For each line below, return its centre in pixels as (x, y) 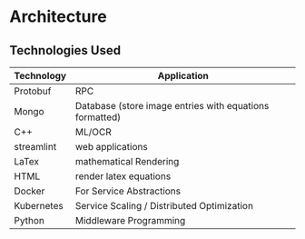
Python (30, 220)
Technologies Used (65, 50)
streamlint (35, 147)
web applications (112, 147)
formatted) (98, 117)
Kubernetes (39, 206)
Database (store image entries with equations (172, 106)
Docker (30, 191)
